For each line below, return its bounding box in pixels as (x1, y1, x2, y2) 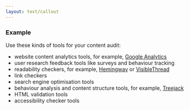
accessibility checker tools (14, 97, 80, 104)
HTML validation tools (14, 90, 68, 98)
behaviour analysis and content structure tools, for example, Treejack (14, 84, 184, 92)
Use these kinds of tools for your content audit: (5, 41, 121, 48)
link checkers (14, 72, 47, 79)
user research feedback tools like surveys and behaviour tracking (14, 59, 175, 66)
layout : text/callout (5, 8, 59, 15)
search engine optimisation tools (14, 78, 94, 85)
